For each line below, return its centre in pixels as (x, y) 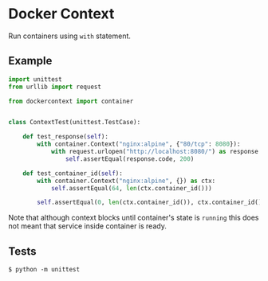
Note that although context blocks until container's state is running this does (134, 218)
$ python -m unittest (44, 270)
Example (30, 61)
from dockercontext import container (71, 101)
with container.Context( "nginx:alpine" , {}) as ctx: (126, 181)
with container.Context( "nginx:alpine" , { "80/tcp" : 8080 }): (139, 144)
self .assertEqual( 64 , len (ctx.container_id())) (132, 188)
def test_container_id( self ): (73, 173)
